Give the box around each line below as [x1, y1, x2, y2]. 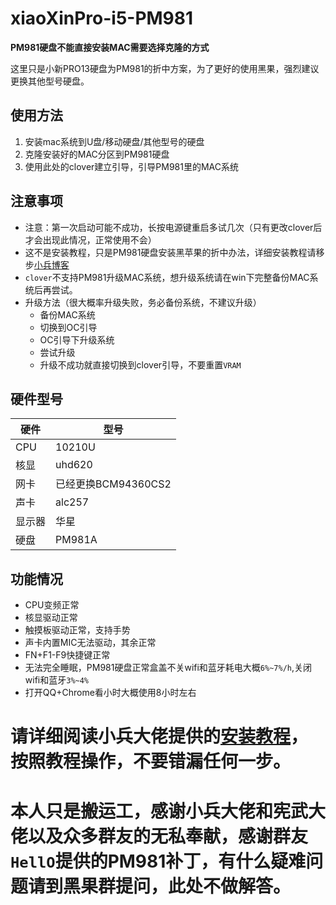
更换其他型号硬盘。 [10, 75, 90, 87]
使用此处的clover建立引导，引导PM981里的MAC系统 [24, 160, 240, 172]
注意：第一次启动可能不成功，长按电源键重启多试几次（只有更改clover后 [24, 221, 323, 233]
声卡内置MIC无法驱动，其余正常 [24, 637, 157, 649]
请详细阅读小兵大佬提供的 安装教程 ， [10, 725, 309, 748]
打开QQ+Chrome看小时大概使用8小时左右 [24, 687, 197, 699]
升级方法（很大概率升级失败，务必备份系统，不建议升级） [24, 296, 262, 308]
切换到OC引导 [39, 321, 98, 333]
